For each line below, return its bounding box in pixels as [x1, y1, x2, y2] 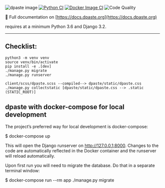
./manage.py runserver [5, 72, 52, 77]
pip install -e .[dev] [5, 64, 52, 69]
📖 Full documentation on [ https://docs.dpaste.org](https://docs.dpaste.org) [5, 14, 157, 20]
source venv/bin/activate [5, 59, 58, 65]
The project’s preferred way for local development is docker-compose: [5, 123, 148, 129]
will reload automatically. [5, 153, 55, 159]
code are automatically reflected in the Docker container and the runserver [5, 147, 157, 154]
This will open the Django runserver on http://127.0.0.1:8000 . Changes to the [5, 142, 159, 148]
